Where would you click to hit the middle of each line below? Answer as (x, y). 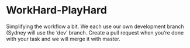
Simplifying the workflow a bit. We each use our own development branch (95, 26)
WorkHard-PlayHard (56, 10)
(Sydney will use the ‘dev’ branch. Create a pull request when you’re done (95, 32)
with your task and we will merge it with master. (63, 39)
